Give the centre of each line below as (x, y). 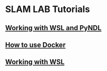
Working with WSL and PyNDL (54, 28)
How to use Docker (35, 45)
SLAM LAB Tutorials (48, 9)
